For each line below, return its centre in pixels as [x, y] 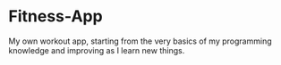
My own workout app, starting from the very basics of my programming [140, 41]
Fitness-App [56, 16]
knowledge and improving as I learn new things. [97, 50]
